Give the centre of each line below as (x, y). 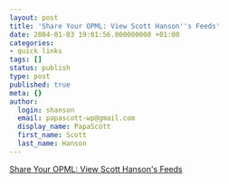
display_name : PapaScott (64, 127)
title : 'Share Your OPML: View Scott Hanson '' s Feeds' (115, 26)
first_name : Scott (52, 135)
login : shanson (46, 110)
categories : (32, 43)
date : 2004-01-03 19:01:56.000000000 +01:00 (95, 34)
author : (24, 101)
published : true (40, 85)
